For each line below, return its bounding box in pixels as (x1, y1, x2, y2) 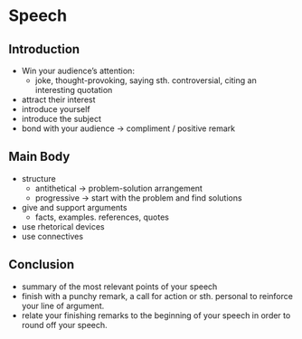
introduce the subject (21, 114, 101, 124)
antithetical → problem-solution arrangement (34, 183, 203, 193)
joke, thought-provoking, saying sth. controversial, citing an (34, 75, 257, 86)
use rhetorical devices (21, 221, 105, 231)
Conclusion (8, 257, 75, 272)
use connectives (21, 231, 83, 241)
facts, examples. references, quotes (34, 212, 169, 222)
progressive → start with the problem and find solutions (34, 192, 242, 203)
